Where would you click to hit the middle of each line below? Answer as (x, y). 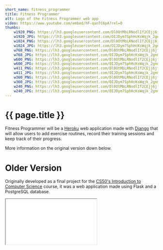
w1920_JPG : (25, 37)
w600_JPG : (24, 64)
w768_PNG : (24, 50)
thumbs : (13, 28)
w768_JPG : (24, 55)
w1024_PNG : (25, 41)
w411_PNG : (24, 69)
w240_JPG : (24, 91)
